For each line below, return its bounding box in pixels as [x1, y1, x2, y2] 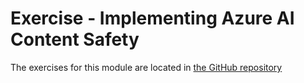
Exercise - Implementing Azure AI [10, 7, 295, 30]
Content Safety [10, 28, 140, 51]
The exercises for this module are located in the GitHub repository [10, 61, 283, 73]
